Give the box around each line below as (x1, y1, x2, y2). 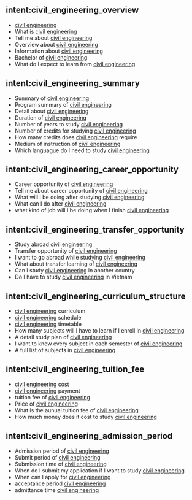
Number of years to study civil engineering (14, 120, 123, 128)
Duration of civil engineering (14, 113, 87, 121)
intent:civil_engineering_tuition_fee (6, 364, 145, 375)
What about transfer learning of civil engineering (14, 260, 138, 267)
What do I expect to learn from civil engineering (14, 60, 136, 67)
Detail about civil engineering (14, 107, 89, 115)
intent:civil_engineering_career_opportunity (6, 164, 179, 175)
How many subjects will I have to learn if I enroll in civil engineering (14, 327, 185, 334)
